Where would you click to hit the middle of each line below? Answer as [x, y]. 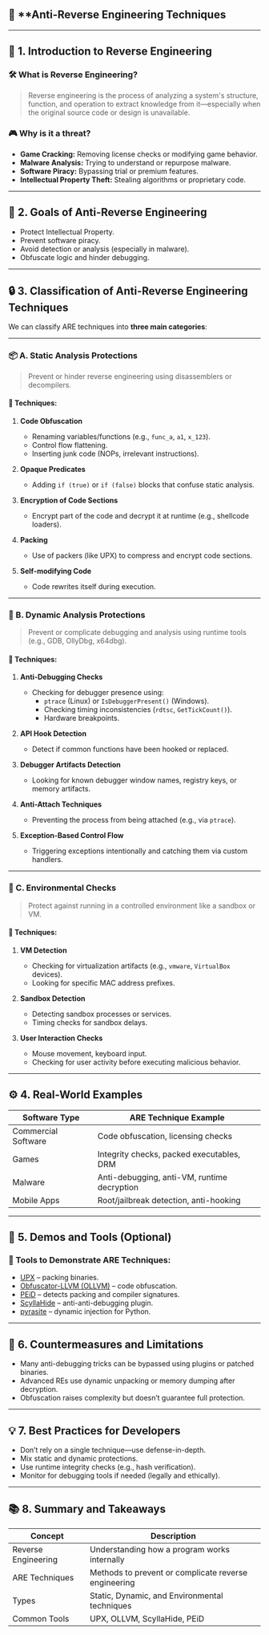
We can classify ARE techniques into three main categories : [108, 327]
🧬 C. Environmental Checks [62, 888]
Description [173, 1535]
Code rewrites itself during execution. [94, 586]
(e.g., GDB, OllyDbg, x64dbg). [77, 641]
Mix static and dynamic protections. [79, 1458]
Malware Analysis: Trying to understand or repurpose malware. [125, 162]
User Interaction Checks [61, 1038]
